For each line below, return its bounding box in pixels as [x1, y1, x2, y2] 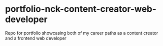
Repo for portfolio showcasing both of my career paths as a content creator [5, 30, 159, 36]
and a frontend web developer [5, 35, 66, 41]
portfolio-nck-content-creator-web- [5, 3, 157, 15]
